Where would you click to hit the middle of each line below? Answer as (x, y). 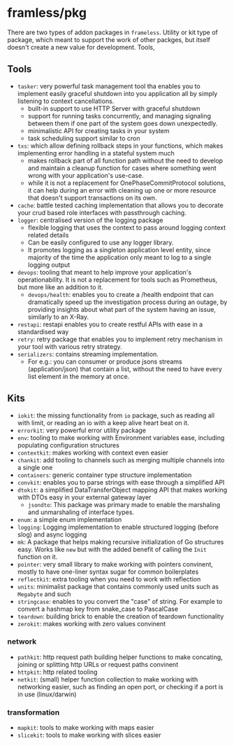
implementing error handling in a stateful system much (96, 153)
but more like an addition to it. (60, 287)
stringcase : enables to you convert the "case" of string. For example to (120, 601)
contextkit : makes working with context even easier (93, 453)
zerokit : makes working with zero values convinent (92, 623)
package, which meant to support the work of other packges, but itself (109, 39)
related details (48, 235)
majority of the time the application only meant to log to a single (119, 257)
